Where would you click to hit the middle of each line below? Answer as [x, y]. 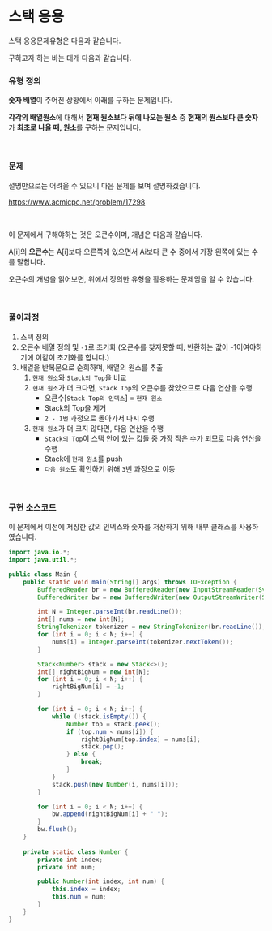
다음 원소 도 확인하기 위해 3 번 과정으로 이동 [110, 468]
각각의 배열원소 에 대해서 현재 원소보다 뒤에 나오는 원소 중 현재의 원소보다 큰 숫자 [134, 118]
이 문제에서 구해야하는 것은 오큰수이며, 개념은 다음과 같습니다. [106, 234]
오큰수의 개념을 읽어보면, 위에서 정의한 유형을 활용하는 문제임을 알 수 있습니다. [132, 279]
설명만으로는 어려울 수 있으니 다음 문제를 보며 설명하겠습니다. [104, 185]
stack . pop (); [103, 747]
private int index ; [70, 860]
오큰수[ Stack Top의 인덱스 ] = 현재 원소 [103, 398]
